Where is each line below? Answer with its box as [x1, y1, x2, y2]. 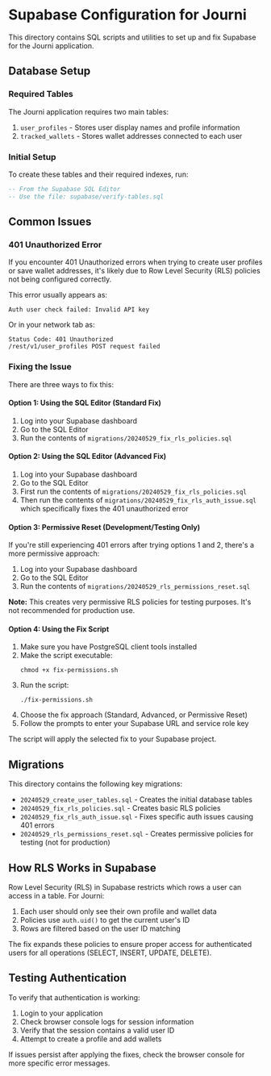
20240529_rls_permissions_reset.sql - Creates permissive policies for [19, 829, 254, 839]
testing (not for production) [19, 837, 110, 848]
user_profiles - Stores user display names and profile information [19, 123, 240, 132]
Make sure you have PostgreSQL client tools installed [19, 642, 198, 652]
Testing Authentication [8, 971, 127, 985]
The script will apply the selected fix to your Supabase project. [8, 734, 217, 744]
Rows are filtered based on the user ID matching [19, 924, 181, 933]
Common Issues [8, 215, 92, 229]
